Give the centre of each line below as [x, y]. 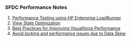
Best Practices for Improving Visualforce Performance [66, 28]
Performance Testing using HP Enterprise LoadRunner [66, 18]
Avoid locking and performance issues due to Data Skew [69, 34]
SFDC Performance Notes [36, 7]
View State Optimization [36, 23]
